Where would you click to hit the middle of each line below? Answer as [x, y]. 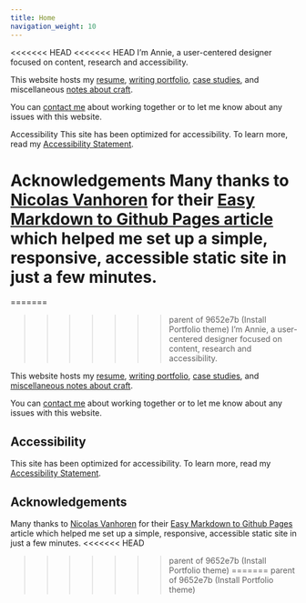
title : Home [33, 18]
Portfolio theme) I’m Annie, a [222, 329]
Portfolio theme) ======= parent [232, 570]
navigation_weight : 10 [53, 26]
